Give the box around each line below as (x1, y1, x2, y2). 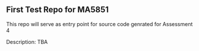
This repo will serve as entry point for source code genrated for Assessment (6, 20, 193, 27)
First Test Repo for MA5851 (6, 5, 109, 15)
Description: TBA (6, 38, 48, 45)
